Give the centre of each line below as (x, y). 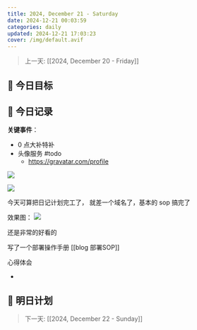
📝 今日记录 (30, 111)
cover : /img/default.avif (45, 40)
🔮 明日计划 (30, 300)
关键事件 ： (23, 130)
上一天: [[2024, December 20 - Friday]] (82, 61)
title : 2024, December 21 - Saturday (63, 14)
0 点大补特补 (36, 145)
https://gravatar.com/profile (68, 161)
